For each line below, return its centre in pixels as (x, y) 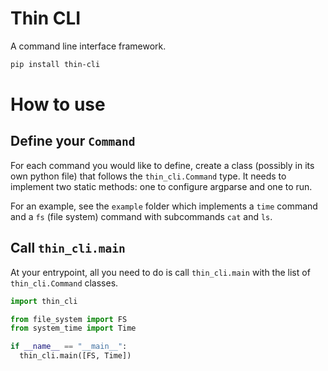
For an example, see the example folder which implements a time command (164, 206)
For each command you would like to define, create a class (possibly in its (162, 165)
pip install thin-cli (55, 64)
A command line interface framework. (88, 46)
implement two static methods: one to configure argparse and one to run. (161, 186)
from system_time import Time (73, 328)
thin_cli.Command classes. (64, 283)
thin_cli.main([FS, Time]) (75, 356)
